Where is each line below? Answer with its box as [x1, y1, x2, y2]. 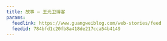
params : [6, 14, 26, 20]
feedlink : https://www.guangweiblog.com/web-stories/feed [12, 20, 162, 26]
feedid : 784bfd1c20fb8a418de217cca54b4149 [12, 25, 121, 32]
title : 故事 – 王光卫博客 [6, 8, 66, 15]
